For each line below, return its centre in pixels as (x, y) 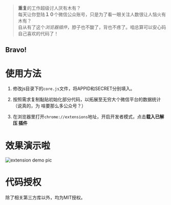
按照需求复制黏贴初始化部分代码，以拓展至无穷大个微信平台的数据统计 (87, 100)
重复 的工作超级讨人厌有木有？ (49, 8)
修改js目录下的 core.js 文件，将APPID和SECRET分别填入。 (74, 88)
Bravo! (16, 50)
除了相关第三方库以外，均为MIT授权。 (45, 198)
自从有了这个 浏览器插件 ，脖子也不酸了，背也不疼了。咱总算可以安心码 (92, 27)
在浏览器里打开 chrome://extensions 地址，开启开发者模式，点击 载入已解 (88, 117)
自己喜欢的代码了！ (38, 33)
